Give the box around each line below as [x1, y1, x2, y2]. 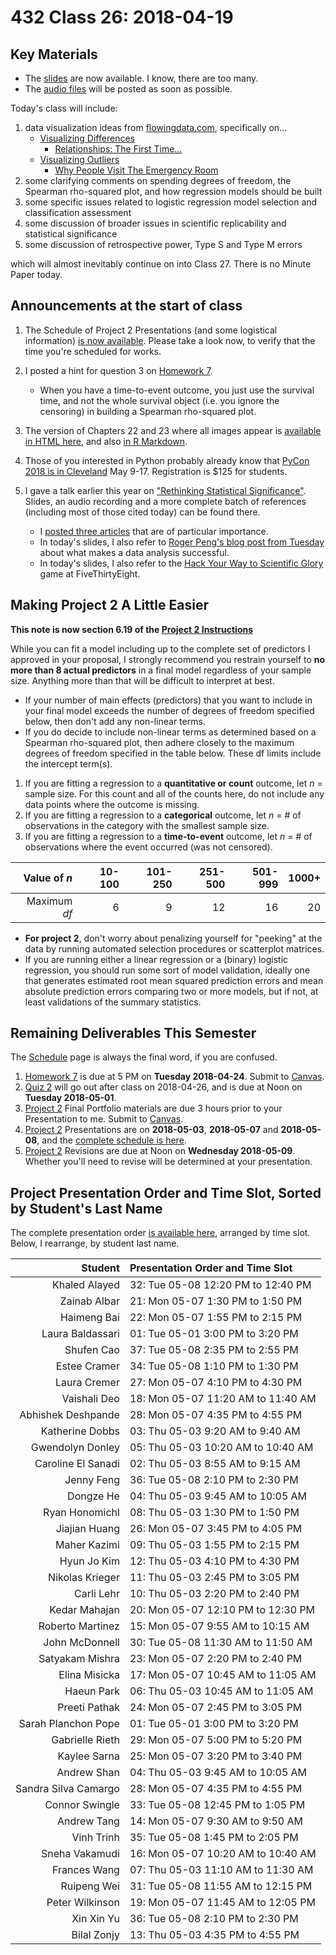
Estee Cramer [55, 1359, 120, 1373]
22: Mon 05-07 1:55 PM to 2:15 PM [129, 1311, 303, 1325]
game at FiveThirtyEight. [39, 567, 141, 580]
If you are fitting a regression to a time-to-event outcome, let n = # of [24, 830, 313, 842]
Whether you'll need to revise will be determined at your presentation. [24, 1156, 313, 1168]
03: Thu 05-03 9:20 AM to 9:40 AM [129, 1424, 301, 1438]
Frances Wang [52, 1863, 120, 1877]
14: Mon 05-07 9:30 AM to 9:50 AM [129, 1814, 303, 1828]
